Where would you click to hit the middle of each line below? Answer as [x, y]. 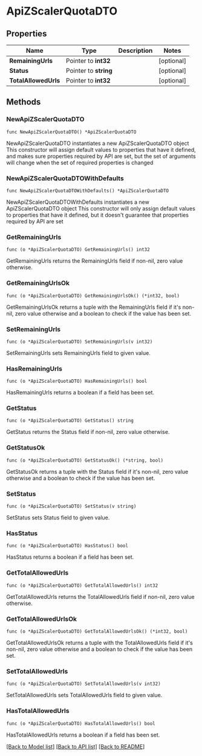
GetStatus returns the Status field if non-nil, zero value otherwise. [88, 432]
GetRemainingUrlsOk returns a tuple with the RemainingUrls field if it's [94, 307]
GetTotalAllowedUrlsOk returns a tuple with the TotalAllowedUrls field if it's [100, 643]
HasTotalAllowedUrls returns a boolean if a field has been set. [83, 735]
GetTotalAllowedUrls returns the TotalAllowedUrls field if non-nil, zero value [100, 596]
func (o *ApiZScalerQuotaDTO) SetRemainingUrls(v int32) [80, 342]
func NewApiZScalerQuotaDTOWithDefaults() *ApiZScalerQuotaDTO [88, 191]
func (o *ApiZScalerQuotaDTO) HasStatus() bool [67, 546]
